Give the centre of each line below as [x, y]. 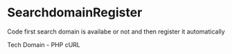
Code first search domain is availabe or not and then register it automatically [116, 31]
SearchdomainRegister [75, 13]
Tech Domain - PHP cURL [44, 44]
